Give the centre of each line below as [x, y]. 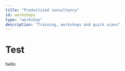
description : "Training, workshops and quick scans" [63, 24]
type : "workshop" [24, 20]
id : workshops [21, 15]
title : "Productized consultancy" [42, 10]
